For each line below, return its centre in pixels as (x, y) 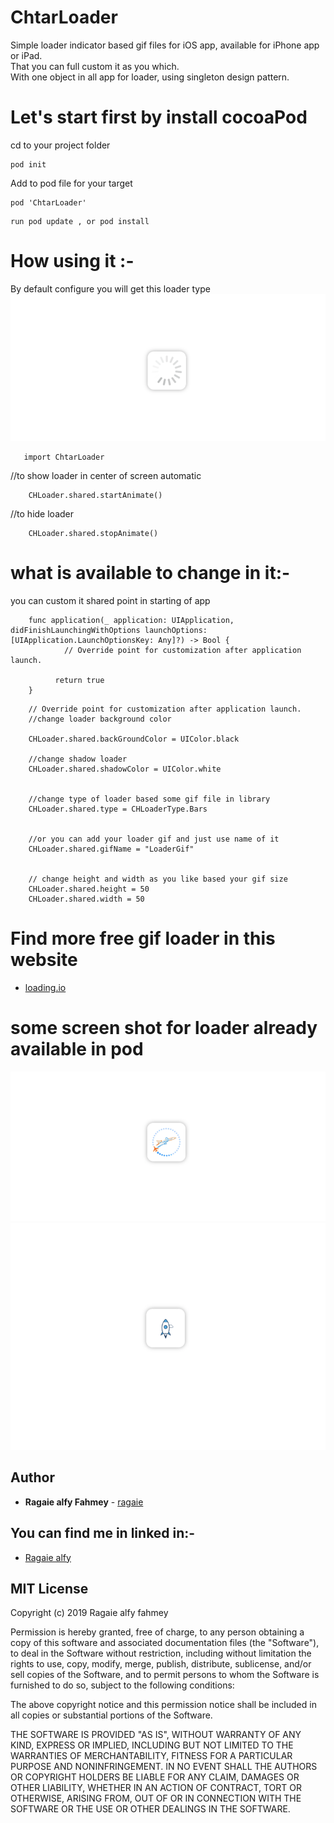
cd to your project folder (60, 145)
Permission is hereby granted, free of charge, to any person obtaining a (157, 1632)
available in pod (77, 1049)
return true (79, 681)
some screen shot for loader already (164, 1028)
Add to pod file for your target (71, 183)
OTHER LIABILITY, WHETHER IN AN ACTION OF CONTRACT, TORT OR (156, 1788)
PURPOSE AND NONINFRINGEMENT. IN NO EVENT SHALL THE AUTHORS (164, 1767)
